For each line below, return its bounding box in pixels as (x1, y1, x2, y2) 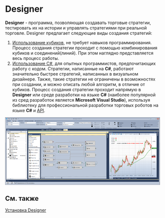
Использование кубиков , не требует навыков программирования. (12, 39, 152, 45)
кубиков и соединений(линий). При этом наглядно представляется (12, 50, 154, 56)
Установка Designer (5, 207, 47, 213)
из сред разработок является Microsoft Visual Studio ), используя (12, 97, 151, 103)
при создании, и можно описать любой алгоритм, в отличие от (12, 81, 145, 87)
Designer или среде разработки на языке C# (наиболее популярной (12, 92, 156, 98)
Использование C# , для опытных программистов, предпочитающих (12, 60, 156, 66)
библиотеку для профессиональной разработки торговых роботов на (12, 102, 159, 108)
